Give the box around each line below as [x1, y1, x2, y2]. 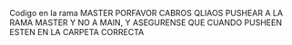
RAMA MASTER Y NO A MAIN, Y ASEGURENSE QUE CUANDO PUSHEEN [9, 17, 282, 28]
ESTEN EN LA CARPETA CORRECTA [9, 27, 145, 37]
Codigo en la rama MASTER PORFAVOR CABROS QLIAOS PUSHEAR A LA [9, 8, 284, 18]
